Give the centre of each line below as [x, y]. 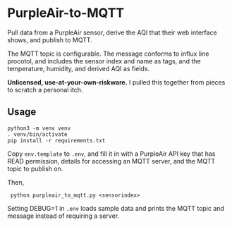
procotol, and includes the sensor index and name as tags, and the [104, 61]
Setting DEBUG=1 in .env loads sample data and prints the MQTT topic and [116, 208]
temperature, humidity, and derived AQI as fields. [79, 68]
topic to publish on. [35, 168]
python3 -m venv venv [39, 128]
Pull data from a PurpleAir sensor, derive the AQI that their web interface [112, 32]
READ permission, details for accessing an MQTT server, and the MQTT [111, 161]
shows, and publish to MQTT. [50, 39]
